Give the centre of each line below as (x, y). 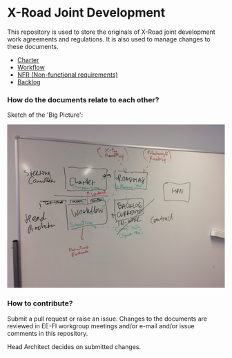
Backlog (29, 82)
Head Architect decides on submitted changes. (74, 346)
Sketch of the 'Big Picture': (45, 115)
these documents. (33, 46)
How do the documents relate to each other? (83, 100)
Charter (28, 59)
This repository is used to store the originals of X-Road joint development (111, 32)
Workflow (31, 67)
